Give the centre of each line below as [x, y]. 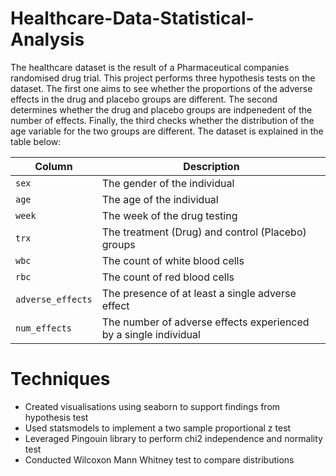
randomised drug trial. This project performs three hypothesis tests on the [163, 78]
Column [53, 166]
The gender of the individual [168, 183]
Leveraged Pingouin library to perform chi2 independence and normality [173, 438]
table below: [36, 141]
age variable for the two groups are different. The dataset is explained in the [167, 131]
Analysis [47, 39]
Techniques [60, 379]
